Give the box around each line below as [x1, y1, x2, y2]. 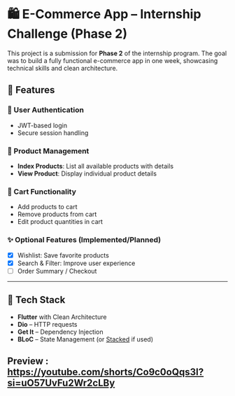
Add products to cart [17, 203, 78, 211]
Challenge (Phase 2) [7, 26, 128, 42]
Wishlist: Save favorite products [17, 250, 110, 260]
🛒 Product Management [7, 146, 90, 155]
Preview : [7, 355, 49, 367]
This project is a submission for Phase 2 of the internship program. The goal [7, 49, 227, 57]
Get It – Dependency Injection [17, 327, 104, 336]
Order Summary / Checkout [17, 267, 97, 275]
